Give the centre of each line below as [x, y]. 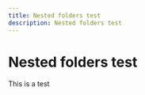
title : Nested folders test [55, 15]
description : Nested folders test [65, 23]
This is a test [29, 84]
